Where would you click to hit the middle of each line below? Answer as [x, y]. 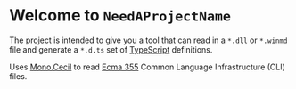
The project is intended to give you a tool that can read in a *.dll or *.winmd [148, 40]
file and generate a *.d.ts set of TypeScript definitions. [111, 49]
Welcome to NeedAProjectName [120, 16]
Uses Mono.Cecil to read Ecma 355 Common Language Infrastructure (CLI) [147, 67]
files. [18, 76]
